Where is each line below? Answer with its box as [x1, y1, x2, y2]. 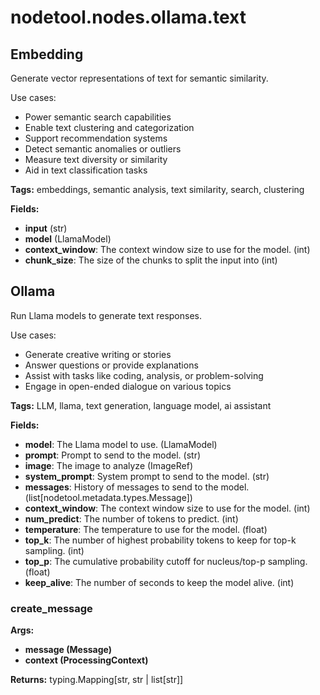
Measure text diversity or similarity [24, 154, 168, 165]
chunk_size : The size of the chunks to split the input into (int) [24, 254, 278, 266]
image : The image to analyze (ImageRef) [24, 459, 193, 471]
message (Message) [24, 644, 112, 656]
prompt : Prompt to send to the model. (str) [24, 449, 202, 461]
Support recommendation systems [24, 132, 168, 144]
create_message [10, 601, 93, 615]
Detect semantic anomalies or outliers [24, 143, 182, 155]
